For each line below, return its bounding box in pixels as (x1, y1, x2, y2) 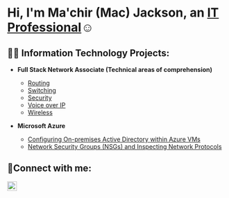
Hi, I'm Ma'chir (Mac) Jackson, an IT (7, 5, 219, 21)
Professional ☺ (7, 19, 94, 35)
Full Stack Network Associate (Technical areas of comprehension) (17, 66, 213, 73)
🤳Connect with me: (7, 163, 92, 174)
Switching (27, 87, 57, 94)
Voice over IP (27, 101, 66, 109)
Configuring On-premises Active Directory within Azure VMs (27, 135, 201, 143)
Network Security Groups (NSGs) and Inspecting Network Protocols (27, 143, 222, 150)
